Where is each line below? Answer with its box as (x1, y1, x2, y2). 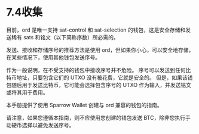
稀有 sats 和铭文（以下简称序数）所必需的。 (11, 33, 119, 40)
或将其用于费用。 (6, 89, 48, 96)
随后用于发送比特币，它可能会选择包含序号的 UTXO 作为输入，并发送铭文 (11, 81, 192, 88)
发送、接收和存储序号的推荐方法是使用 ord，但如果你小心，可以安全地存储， (6, 46, 194, 54)
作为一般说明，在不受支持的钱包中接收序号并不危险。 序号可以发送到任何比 (6, 66, 191, 73)
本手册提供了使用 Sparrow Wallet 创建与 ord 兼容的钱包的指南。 (6, 101, 163, 108)
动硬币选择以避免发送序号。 (6, 121, 75, 129)
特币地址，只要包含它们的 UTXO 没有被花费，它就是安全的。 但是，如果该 (6, 74, 188, 81)
